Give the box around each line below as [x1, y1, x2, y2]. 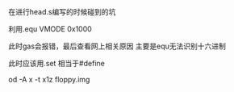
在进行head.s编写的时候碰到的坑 [8, 7, 116, 16]
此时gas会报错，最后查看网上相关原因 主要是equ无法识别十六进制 [8, 41, 226, 51]
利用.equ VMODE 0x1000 [8, 24, 93, 34]
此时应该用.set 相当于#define [8, 59, 105, 68]
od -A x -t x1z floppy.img [8, 75, 90, 84]
